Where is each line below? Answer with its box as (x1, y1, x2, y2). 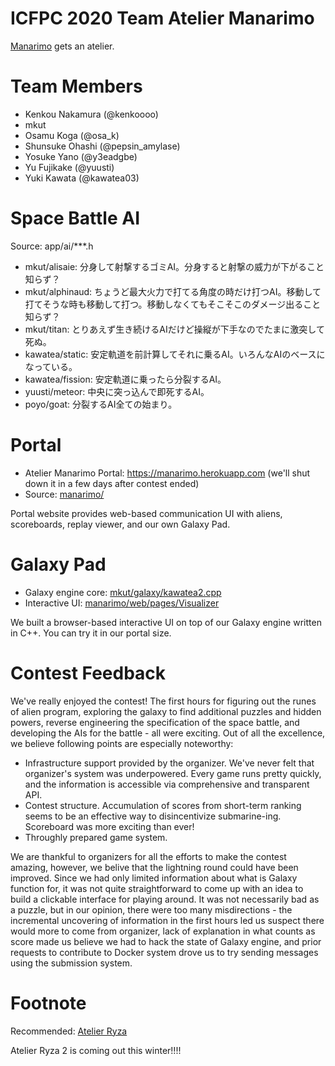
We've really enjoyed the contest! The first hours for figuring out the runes (10, 695, 317, 707)
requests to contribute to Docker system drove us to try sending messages (10, 946, 319, 958)
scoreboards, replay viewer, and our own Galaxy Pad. (10, 518, 231, 530)
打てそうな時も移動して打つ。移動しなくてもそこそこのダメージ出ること (24, 298, 322, 310)
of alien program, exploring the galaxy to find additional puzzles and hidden (10, 705, 322, 717)
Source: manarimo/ (24, 488, 105, 500)
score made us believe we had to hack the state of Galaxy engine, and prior (10, 935, 322, 947)
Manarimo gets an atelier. (10, 40, 115, 52)
